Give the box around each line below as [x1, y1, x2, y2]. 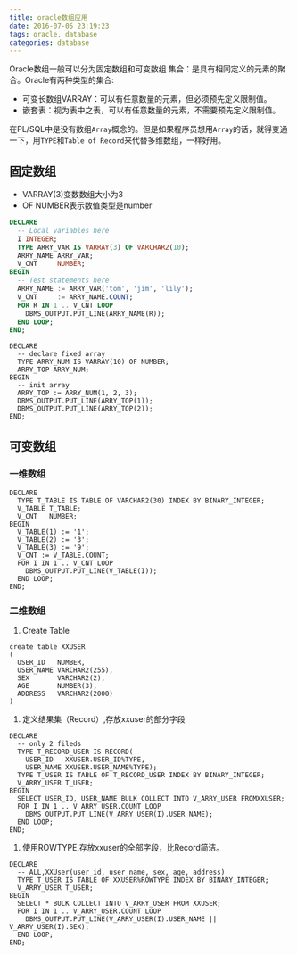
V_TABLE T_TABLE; [17, 504, 82, 513]
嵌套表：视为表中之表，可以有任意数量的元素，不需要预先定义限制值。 [21, 104, 281, 116]
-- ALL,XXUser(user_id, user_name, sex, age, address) [17, 868, 226, 877]
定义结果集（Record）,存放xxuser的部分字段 [21, 714, 186, 725]
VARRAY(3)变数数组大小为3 [21, 189, 123, 200]
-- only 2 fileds [17, 740, 82, 749]
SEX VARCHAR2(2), [17, 674, 105, 683]
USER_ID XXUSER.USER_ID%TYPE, [25, 755, 145, 764]
